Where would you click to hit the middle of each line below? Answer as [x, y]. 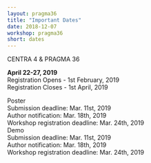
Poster [17, 101]
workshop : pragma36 [35, 33]
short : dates [26, 40]
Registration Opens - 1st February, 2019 [63, 80]
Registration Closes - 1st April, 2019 [58, 87]
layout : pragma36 [32, 14]
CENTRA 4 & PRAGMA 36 [43, 59]
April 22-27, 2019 [32, 73]
